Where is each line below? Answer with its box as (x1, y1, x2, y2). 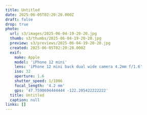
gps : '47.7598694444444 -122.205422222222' (14, 88, 109, 93)
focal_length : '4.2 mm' (14, 83, 65, 88)
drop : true (5, 21, 29, 27)
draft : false (5, 17, 33, 22)
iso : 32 (14, 69, 31, 74)
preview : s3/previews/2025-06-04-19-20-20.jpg (10, 41, 111, 46)
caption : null (10, 97, 40, 102)
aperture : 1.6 (14, 74, 44, 79)
